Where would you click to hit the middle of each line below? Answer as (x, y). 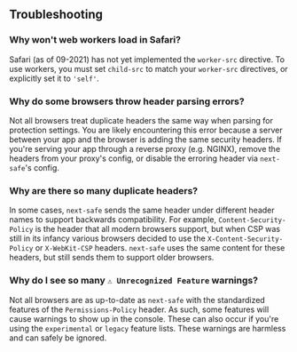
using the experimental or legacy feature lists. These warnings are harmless (148, 328)
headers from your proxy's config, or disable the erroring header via (134, 158)
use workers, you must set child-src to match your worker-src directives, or (148, 68)
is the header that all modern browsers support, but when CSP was (158, 229)
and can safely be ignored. (58, 338)
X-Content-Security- (245, 239)
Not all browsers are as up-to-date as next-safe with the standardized (137, 300)
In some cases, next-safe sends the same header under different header (142, 210)
